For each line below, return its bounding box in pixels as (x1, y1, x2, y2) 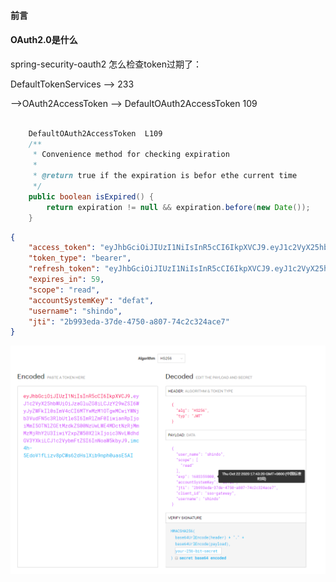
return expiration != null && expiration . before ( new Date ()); (46, 202, 311, 212)
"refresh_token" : (28, 264, 101, 274)
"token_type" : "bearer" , (28, 253, 132, 264)
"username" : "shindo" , (28, 306, 123, 316)
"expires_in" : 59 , (28, 275, 105, 285)
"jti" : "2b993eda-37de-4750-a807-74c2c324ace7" (28, 316, 230, 327)
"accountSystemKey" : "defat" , (28, 295, 155, 305)
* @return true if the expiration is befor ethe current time (32, 171, 298, 181)
